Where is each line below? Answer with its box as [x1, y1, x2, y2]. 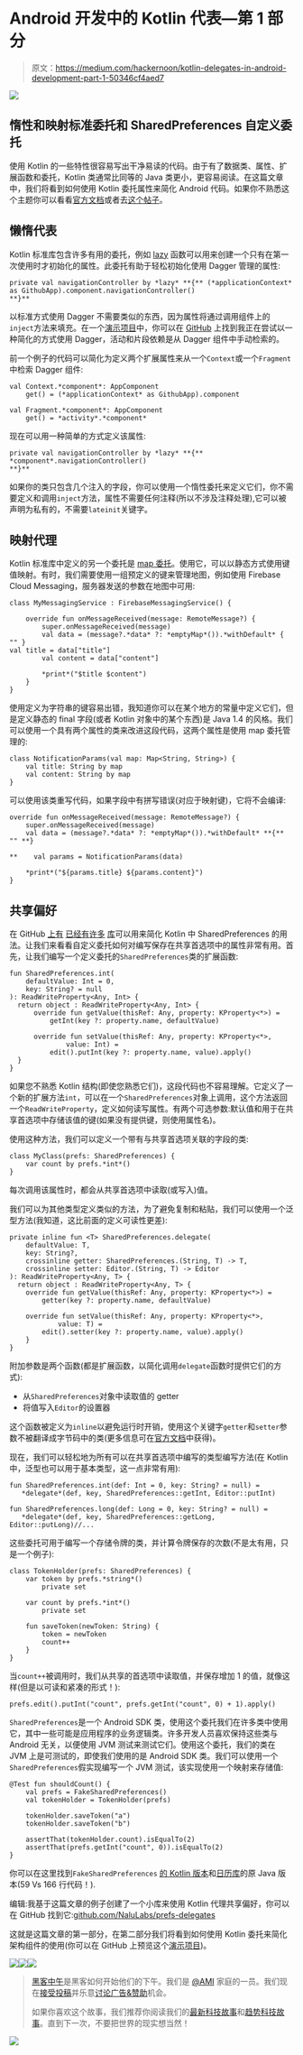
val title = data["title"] [9, 646, 111, 655]
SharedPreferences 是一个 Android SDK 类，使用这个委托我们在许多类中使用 [9, 1717, 289, 1728]
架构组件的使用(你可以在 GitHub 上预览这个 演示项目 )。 [9, 1940, 212, 1951]
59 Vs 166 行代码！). [20, 1879, 96, 1890]
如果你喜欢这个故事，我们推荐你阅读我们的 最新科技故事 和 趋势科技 [31, 2006, 277, 2017]
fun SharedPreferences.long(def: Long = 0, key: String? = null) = [9, 1505, 269, 1514]
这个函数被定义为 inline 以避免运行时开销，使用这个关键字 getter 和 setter [9, 1422, 280, 1433]
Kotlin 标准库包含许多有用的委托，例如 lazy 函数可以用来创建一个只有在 [9, 249, 273, 260]
